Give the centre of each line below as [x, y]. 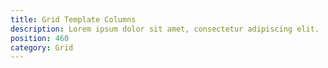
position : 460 [40, 38]
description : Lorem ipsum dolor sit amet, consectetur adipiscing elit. [165, 29]
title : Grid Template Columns [73, 19]
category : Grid [42, 47]
